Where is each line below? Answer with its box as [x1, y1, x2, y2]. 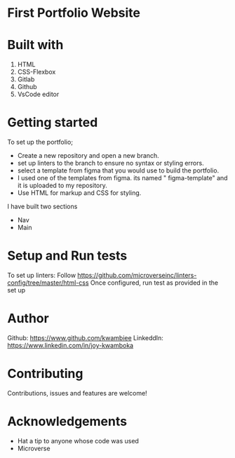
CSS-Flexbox [17, 68, 56, 76]
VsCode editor [17, 90, 60, 99]
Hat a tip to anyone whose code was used [17, 436, 139, 445]
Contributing [7, 366, 83, 382]
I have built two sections [7, 202, 78, 211]
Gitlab [17, 75, 35, 83]
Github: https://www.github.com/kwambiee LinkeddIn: [7, 333, 163, 342]
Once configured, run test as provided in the [90, 278, 219, 287]
